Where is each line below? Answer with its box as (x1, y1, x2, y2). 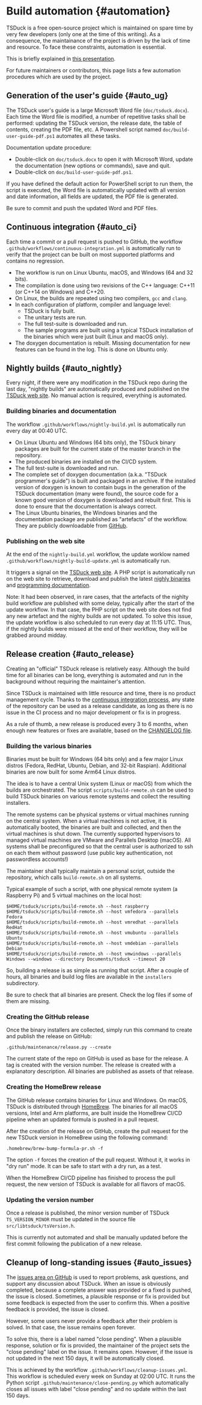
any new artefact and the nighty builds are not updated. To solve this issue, (6, 612, 192, 619)
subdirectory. (6, 980, 40, 987)
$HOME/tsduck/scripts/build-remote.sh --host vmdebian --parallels (6, 940, 179, 947)
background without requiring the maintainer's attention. (6, 678, 146, 685)
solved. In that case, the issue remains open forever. (6, 1324, 136, 1331)
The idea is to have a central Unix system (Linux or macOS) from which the (6, 780, 192, 787)
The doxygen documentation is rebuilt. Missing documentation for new (14, 339, 191, 346)
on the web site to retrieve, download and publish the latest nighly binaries (6, 575, 191, 582)
